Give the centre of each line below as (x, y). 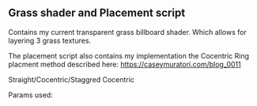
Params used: (30, 95)
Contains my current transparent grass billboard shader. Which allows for (127, 32)
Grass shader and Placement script (97, 13)
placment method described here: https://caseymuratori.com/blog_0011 (125, 64)
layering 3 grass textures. (50, 40)
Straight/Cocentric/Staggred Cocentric (71, 79)
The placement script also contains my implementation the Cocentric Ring (129, 55)
